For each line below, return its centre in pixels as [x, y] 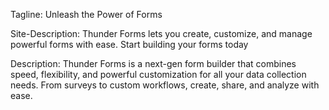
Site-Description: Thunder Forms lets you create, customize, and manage [161, 33]
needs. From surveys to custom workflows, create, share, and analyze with [165, 85]
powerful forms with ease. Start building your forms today [129, 44]
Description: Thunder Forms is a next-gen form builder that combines [153, 63]
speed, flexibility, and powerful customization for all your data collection [158, 74]
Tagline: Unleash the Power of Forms [86, 14]
